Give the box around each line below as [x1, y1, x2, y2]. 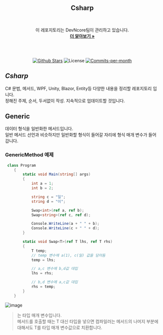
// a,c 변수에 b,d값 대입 [31, 266, 78, 271]
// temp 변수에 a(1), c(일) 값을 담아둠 [31, 253, 106, 258]
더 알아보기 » [70, 33, 95, 39]
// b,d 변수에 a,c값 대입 [31, 280, 78, 285]
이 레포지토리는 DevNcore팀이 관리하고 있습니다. [35, 27, 129, 33]
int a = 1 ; [31, 181, 54, 186]
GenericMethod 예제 [5, 151, 54, 158]
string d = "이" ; [31, 199, 66, 204]
